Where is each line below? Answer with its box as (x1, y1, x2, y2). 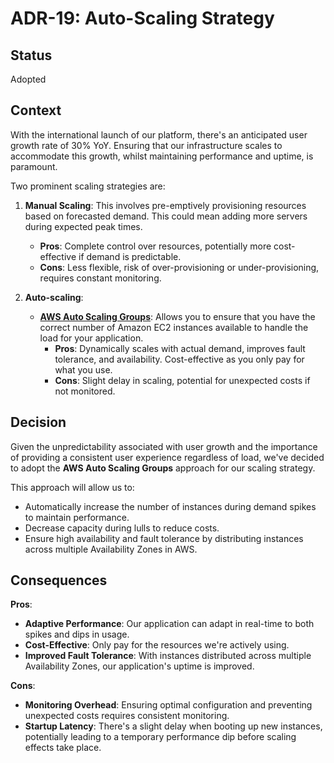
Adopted (10, 73, 47, 85)
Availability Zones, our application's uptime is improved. (24, 660, 255, 672)
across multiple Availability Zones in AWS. (24, 543, 198, 555)
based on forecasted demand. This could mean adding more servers (24, 210, 308, 222)
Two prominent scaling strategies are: (10, 180, 166, 192)
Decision (10, 414, 67, 431)
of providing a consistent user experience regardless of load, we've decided (10, 451, 325, 463)
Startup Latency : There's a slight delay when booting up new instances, (24, 720, 323, 732)
